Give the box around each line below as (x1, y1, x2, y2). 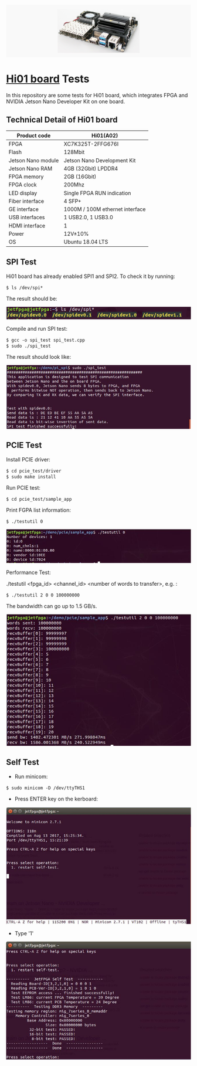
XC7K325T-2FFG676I (63, 141, 119, 148)
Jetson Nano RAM (8, 165, 53, 172)
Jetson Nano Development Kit (63, 157, 136, 164)
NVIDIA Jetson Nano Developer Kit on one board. (6, 98, 125, 105)
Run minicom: (14, 773, 48, 780)
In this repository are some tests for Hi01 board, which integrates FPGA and (6, 91, 188, 99)
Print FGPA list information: (6, 506, 72, 514)
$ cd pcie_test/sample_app (6, 496, 72, 502)
